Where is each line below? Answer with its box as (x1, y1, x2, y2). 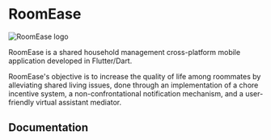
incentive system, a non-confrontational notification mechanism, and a (8, 88, 244, 98)
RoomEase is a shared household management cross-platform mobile (8, 47, 241, 57)
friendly (8, 97, 35, 107)
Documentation (8, 121, 89, 134)
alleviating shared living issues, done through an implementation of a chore (8, 80, 259, 90)
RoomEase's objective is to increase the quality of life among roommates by (8, 71, 261, 81)
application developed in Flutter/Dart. (8, 56, 133, 66)
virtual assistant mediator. (36, 97, 122, 107)
